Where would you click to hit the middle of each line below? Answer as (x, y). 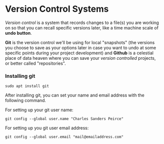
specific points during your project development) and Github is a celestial (79, 53)
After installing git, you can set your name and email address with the (75, 95)
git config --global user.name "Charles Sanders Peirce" (64, 119)
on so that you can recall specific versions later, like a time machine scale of (82, 27)
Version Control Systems (57, 9)
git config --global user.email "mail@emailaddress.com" (64, 137)
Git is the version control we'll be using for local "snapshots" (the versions (80, 42)
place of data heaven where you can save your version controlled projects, (81, 58)
